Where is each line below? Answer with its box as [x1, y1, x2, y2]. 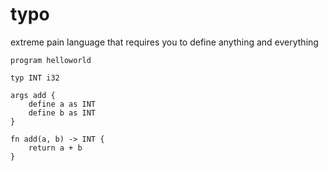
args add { [10, 90, 56, 100]
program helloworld [10, 55, 92, 65]
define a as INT [28, 99, 97, 109]
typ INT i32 [10, 73, 60, 83]
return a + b [28, 143, 83, 153]
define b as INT [28, 108, 97, 118]
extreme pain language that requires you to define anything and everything [10, 36, 319, 48]
